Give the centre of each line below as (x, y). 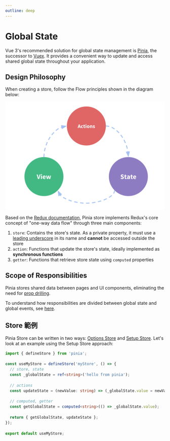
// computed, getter (31, 402)
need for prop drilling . (28, 293)
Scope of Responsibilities (46, 276)
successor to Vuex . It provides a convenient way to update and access (79, 56)
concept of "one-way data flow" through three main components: (73, 223)
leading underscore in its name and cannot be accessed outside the (84, 238)
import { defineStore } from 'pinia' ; (46, 353)
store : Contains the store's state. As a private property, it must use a (84, 232)
